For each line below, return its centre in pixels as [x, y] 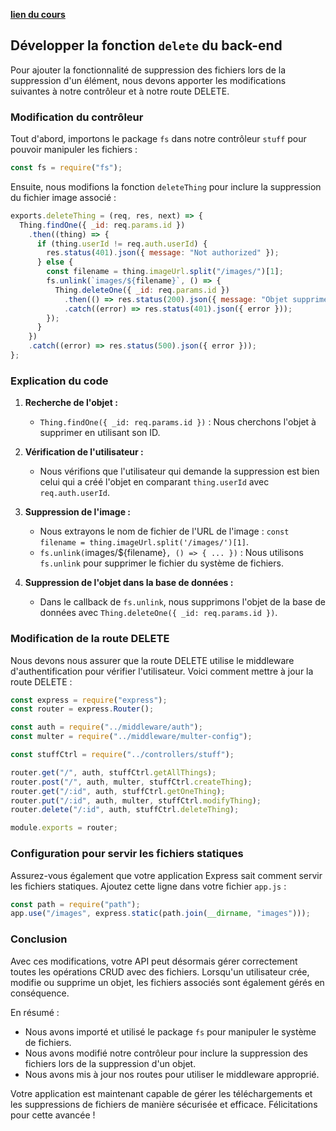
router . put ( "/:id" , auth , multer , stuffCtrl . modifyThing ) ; [136, 800]
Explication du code [59, 381]
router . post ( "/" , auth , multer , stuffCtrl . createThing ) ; [131, 782]
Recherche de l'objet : [71, 403]
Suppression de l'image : [78, 512]
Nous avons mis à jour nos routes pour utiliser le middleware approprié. [172, 1074]
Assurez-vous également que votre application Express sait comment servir [166, 875]
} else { [55, 262]
